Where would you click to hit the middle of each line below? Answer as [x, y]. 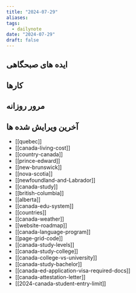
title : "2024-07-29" [32, 12]
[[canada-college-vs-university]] [56, 257]
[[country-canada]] [39, 154]
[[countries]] [31, 212]
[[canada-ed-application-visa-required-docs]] [73, 271]
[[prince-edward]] [37, 160]
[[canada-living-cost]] [43, 148]
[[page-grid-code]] [39, 238]
